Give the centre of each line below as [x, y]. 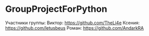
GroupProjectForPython [56, 9]
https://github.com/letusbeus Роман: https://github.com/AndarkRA [75, 28]
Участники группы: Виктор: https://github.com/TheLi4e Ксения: [72, 23]
